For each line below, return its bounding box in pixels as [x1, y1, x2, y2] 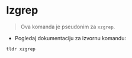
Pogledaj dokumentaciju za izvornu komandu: [14, 34, 126, 41]
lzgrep [6, 4, 38, 17]
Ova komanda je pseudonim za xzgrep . [20, 23, 115, 30]
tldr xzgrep [6, 46, 36, 52]
